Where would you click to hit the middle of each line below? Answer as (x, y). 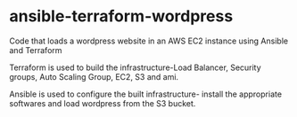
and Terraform (36, 50)
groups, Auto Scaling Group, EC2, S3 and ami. (94, 76)
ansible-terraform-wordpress (121, 16)
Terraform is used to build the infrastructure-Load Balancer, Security (135, 67)
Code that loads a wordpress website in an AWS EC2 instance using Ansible (148, 41)
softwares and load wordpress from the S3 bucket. (103, 103)
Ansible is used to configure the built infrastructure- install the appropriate (146, 94)
